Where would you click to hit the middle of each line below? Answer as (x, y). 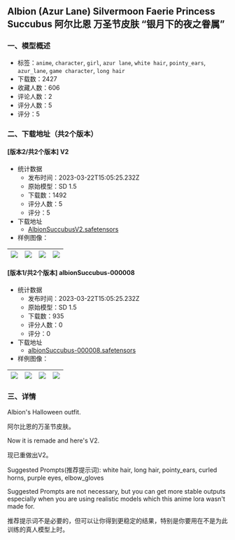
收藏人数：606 (38, 88)
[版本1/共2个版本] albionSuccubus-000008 (71, 273)
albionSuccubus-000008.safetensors (82, 351)
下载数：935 (46, 316)
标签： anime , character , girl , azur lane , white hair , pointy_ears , (112, 62)
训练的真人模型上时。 (38, 529)
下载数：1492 (47, 195)
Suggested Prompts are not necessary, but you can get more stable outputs (116, 492)
